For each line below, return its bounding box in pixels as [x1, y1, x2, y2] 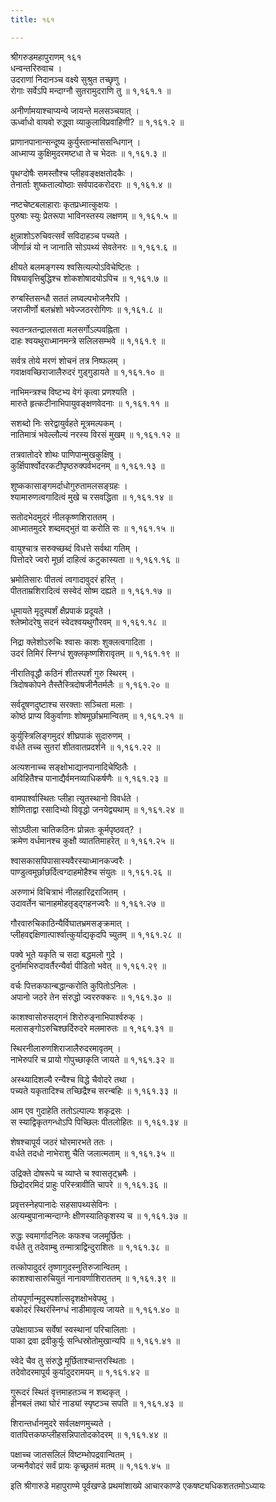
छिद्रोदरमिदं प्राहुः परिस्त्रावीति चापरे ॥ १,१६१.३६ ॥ [10, 1178, 168, 1190]
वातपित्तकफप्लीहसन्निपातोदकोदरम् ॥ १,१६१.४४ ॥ [10, 1428, 168, 1440]
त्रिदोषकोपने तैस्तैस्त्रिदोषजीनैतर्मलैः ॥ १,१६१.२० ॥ [10, 678, 170, 690]
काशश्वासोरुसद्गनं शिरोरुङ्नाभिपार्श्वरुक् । [10, 1011, 144, 1023]
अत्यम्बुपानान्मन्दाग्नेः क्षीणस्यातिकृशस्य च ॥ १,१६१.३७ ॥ [10, 1209, 188, 1221]
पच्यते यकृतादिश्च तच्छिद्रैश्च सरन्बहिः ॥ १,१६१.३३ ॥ [10, 1084, 178, 1096]
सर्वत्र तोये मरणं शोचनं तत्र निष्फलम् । [10, 354, 127, 366]
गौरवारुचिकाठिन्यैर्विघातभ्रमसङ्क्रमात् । [10, 917, 131, 929]
